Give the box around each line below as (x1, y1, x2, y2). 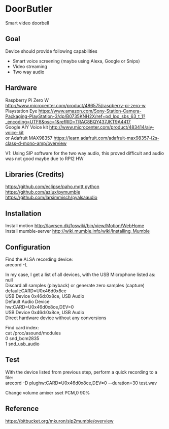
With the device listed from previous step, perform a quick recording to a (5, 369, 157, 375)
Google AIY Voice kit (5, 124, 48, 130)
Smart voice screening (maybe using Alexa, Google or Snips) (12, 58, 141, 64)
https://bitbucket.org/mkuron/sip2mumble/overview (5, 418, 114, 424)
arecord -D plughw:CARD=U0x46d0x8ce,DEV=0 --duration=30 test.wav (5, 380, 157, 386)
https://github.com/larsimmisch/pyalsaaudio (5, 194, 97, 201)
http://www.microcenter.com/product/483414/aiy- (49, 124, 154, 130)
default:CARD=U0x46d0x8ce (5, 288, 67, 294)
